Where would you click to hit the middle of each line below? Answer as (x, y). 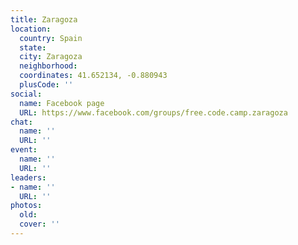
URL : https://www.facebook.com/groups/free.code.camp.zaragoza (153, 112)
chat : (21, 122)
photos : (26, 206)
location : (31, 29)
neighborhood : (48, 66)
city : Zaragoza (51, 57)
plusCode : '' (46, 85)
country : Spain (51, 38)
